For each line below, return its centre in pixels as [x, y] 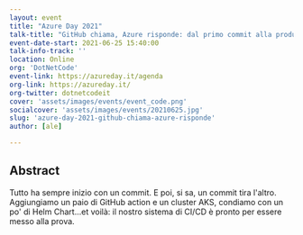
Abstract [35, 171]
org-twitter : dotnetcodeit [60, 93]
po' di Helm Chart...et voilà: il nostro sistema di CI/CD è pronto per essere [146, 212]
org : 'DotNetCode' [44, 68]
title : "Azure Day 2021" [56, 26]
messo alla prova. [42, 221]
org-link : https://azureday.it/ [70, 85]
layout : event [36, 18]
